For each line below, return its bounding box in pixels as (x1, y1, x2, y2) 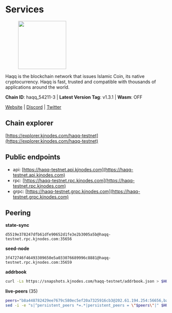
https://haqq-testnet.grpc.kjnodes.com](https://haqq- (27, 188, 141, 194)
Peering (5, 208, 31, 217)
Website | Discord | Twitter (5, 104, 61, 110)
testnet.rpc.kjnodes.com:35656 (5, 237, 72, 242)
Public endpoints (5, 153, 60, 162)
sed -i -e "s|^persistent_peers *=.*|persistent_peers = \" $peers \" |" (5, 303, 159, 308)
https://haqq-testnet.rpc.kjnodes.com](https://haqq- (24, 177, 135, 183)
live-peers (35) (5, 288, 38, 295)
